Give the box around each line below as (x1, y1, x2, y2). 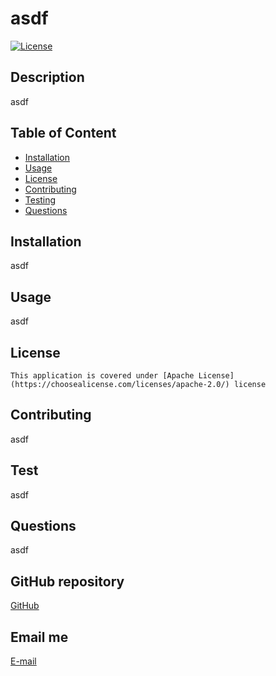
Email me (10, 628, 69, 646)
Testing (24, 193, 57, 206)
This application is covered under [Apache (10, 371, 195, 381)
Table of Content (10, 125, 117, 142)
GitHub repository (10, 573, 125, 590)
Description (10, 69, 85, 86)
